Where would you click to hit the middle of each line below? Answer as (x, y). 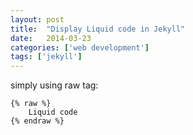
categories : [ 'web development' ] (80, 47)
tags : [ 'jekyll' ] (46, 57)
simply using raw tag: (54, 85)
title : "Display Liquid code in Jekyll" (98, 29)
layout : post (37, 19)
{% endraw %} (37, 121)
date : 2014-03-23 (51, 38)
